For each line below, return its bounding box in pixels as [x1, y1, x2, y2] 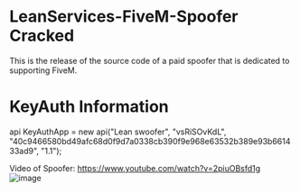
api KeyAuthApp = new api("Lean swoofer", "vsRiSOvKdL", [9, 126, 227, 137]
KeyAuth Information [9, 96, 169, 117]
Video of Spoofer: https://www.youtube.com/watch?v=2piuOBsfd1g [9, 162, 261, 173]
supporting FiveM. [9, 65, 78, 76]
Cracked [9, 25, 75, 46]
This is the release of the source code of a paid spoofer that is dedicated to [9, 55, 290, 66]
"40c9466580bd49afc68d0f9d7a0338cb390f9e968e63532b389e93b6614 [9, 135, 291, 146]
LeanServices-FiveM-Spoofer [9, 6, 239, 27]
